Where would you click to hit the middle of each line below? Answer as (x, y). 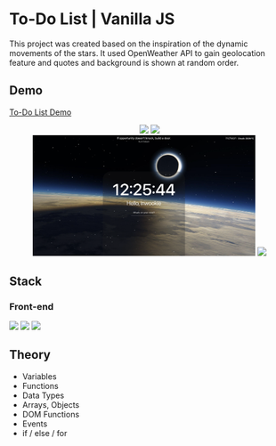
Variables (39, 376)
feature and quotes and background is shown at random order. (124, 62)
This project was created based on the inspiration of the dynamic (129, 44)
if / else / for (45, 433)
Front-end (32, 306)
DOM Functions (51, 414)
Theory (30, 355)
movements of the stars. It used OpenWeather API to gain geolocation (137, 53)
